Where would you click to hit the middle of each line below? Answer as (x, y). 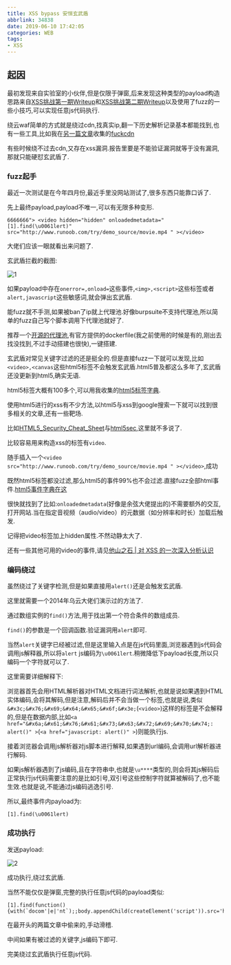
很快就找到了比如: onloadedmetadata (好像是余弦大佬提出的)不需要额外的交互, (114, 504)
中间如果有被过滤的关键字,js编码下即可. (63, 939)
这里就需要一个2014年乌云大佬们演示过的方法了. (75, 601)
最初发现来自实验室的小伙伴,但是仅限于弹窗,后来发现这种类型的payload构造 (113, 93)
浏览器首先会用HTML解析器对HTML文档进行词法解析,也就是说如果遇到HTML (115, 691)
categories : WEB (30, 33)
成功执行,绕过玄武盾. (36, 877)
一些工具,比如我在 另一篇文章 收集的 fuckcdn (74, 133)
